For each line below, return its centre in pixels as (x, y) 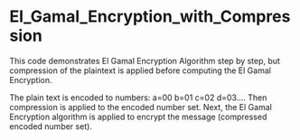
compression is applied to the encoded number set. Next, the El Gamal (141, 107)
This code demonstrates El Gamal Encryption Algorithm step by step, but (145, 61)
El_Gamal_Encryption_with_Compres (150, 17)
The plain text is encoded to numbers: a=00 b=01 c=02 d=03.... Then (138, 98)
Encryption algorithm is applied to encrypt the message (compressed (138, 117)
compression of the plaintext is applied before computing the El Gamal (140, 70)
